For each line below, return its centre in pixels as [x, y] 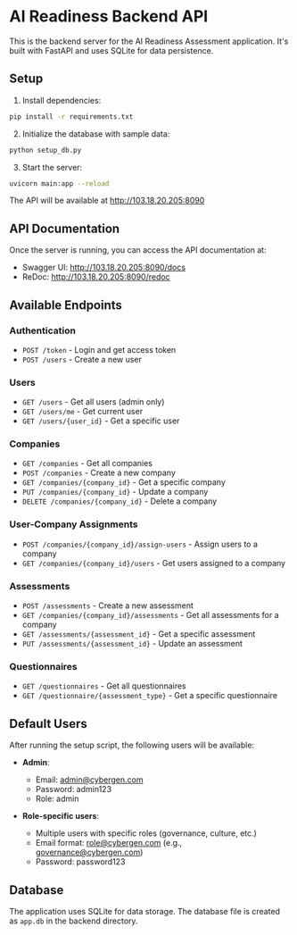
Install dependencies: [62, 100]
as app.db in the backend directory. [74, 921]
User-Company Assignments [74, 524]
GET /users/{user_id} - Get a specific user [101, 421]
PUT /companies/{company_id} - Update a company [115, 492]
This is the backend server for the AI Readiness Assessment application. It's [149, 41]
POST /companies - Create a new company [99, 473]
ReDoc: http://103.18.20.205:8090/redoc [96, 277]
